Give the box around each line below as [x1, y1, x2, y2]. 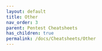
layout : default [6, 8, 46, 15]
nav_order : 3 [6, 19, 38, 25]
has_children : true [6, 30, 54, 36]
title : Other [6, 14, 38, 20]
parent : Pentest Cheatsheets [6, 25, 78, 31]
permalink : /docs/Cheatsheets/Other [6, 36, 96, 42]
